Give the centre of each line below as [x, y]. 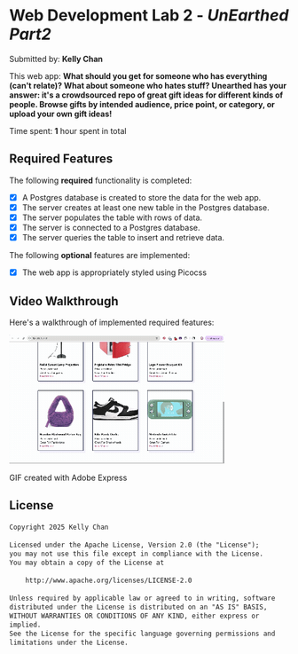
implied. [25, 625]
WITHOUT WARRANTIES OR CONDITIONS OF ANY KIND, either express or [134, 616]
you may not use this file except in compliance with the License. [137, 554]
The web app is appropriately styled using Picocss [114, 272]
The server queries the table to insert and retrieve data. [123, 237]
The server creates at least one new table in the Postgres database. [145, 207]
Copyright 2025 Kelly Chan [59, 527]
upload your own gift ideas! [61, 114]
